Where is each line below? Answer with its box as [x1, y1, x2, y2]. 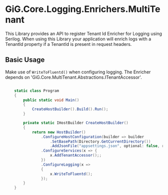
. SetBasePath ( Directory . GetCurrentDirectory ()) [49, 139, 151, 144]
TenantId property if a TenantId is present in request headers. [5, 41, 132, 47]
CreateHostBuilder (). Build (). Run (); [31, 107, 108, 112]
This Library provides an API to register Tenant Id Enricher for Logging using [5, 30, 162, 36]
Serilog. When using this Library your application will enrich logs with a [5, 36, 151, 42]
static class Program [14, 88, 59, 93]
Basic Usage [5, 56, 45, 64]
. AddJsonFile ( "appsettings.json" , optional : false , [49, 144, 160, 149]
